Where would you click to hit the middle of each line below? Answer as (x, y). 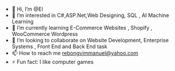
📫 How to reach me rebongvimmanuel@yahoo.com (75, 53)
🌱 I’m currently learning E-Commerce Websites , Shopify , (82, 28)
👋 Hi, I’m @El (27, 9)
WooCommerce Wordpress (45, 34)
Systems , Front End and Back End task (59, 46)
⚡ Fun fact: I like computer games (53, 62)
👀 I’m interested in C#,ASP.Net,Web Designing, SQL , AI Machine (90, 15)
